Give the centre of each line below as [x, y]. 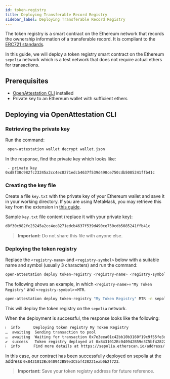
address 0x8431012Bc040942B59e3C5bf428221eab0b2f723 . [62, 361]
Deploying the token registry [41, 248]
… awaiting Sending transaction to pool [51, 332]
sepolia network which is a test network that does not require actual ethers [84, 60]
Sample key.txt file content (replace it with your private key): [69, 217]
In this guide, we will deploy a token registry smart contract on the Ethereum [85, 54]
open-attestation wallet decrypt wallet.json [56, 149]
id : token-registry [26, 10]
